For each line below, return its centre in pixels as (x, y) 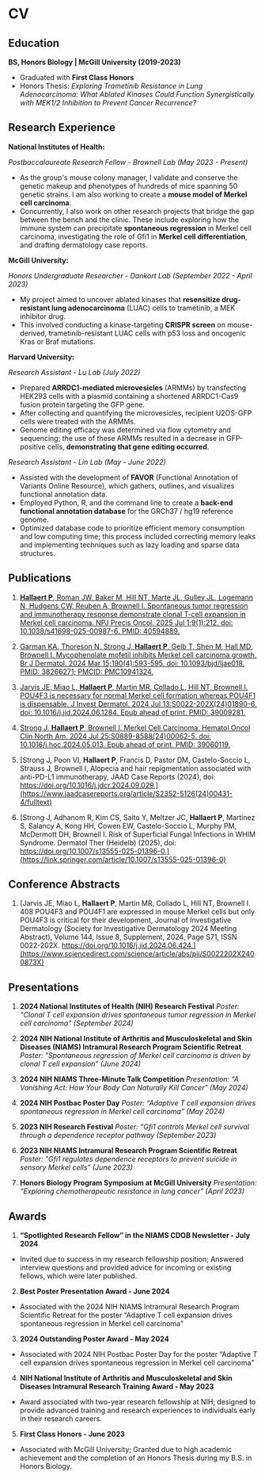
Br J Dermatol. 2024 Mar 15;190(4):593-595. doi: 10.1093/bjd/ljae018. (132, 663)
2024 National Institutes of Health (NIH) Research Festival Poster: (129, 1006)
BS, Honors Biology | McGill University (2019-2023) (95, 62)
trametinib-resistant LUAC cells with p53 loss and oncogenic (148, 333)
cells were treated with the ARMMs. (78, 421)
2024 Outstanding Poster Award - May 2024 (94, 1339)
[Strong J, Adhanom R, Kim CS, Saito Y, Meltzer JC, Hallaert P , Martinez (137, 817)
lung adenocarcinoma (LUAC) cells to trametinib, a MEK (143, 308)
